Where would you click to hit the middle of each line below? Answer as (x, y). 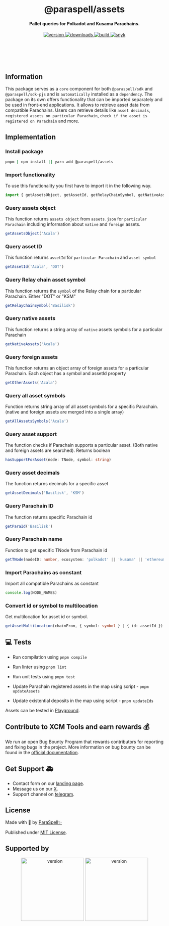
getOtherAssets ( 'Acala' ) (31, 383)
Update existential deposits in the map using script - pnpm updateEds (83, 701)
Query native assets (30, 318)
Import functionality (30, 174)
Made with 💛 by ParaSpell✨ (34, 822)
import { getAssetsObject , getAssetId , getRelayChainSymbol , (71, 195)
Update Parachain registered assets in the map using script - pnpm (81, 686)
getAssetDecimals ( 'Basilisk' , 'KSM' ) (45, 493)
